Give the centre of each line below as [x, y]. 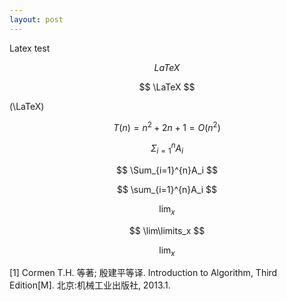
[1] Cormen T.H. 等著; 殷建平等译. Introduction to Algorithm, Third [143, 273]
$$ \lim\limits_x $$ [167, 230]
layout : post [36, 19]
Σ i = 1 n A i [167, 148]
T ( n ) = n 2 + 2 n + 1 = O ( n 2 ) [167, 126]
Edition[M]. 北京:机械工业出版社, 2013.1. [90, 285]
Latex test [30, 48]
